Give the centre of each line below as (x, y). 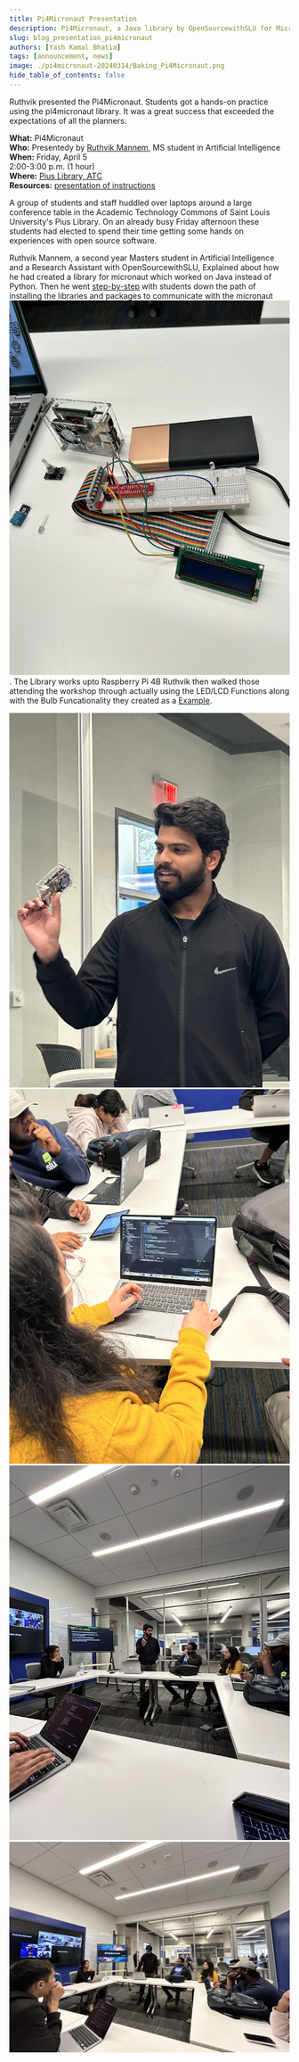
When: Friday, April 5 (48, 157)
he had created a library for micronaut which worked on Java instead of (141, 276)
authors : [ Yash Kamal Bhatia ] (65, 47)
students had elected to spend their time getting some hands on (127, 231)
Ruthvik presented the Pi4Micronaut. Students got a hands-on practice (139, 102)
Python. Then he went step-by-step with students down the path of (133, 286)
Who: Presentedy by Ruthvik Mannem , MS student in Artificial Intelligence (145, 147)
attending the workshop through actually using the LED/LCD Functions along (149, 690)
